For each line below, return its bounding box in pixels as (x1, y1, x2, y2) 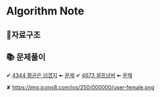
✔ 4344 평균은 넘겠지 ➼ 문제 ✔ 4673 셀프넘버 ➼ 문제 (6, 72, 133, 79)
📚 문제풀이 (6, 52, 46, 62)
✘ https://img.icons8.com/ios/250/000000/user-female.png (6, 84, 155, 91)
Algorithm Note (6, 4, 84, 18)
